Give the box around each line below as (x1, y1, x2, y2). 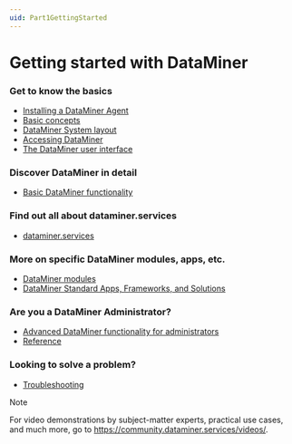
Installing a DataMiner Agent (22, 105, 129, 116)
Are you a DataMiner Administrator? (9, 305, 172, 318)
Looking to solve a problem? (9, 359, 136, 372)
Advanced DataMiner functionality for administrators (22, 326, 219, 337)
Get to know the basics (9, 84, 113, 97)
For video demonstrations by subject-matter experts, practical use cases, (9, 414, 284, 425)
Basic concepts (22, 115, 81, 126)
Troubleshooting (22, 379, 84, 390)
